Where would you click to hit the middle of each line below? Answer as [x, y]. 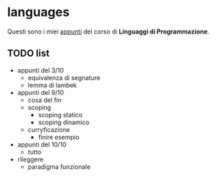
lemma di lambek [52, 85]
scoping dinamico [64, 122]
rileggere [30, 159]
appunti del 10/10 [42, 144]
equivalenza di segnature [64, 77]
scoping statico [60, 114]
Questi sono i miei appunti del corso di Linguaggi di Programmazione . [108, 31]
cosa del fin [45, 100]
